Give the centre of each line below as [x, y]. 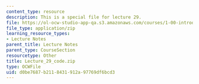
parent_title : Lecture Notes [42, 45]
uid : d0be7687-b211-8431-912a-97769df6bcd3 [61, 72]
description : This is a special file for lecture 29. [74, 17]
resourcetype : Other [32, 56]
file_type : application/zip [41, 28]
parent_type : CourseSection [41, 50]
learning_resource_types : [38, 34]
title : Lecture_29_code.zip [41, 61]
